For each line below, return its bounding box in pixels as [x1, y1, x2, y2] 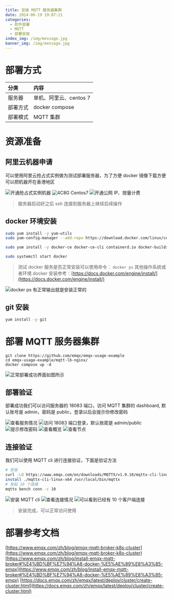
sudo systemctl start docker [5, 254, 68, 259]
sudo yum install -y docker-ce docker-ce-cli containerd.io [5, 245, 137, 250]
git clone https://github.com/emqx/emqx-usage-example [5, 353, 125, 358]
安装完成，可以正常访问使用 [17, 507, 77, 514]
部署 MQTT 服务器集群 [5, 336, 100, 347]
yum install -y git [5, 317, 47, 322]
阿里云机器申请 [5, 158, 53, 166]
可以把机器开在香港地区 [5, 179, 55, 185]
